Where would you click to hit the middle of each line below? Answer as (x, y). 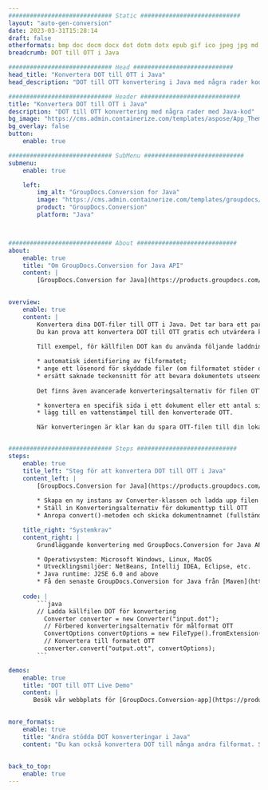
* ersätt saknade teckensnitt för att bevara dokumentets (135, 376)
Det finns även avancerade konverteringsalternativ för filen (142, 391)
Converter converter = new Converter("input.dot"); (131, 619)
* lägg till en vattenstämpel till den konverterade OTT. (135, 413)
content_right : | (51, 537)
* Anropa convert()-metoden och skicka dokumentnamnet (130, 516)
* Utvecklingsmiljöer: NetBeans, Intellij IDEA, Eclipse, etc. (144, 567)
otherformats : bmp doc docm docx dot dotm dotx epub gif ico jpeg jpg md (134, 46)
